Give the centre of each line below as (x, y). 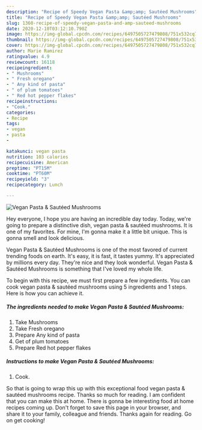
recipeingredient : (29, 68)
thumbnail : (20, 40)
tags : (13, 124)
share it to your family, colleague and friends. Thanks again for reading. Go (99, 414)
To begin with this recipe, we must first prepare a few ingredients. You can (98, 280)
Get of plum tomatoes (42, 341)
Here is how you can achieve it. (45, 293)
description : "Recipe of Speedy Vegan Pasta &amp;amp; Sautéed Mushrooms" (102, 12)
